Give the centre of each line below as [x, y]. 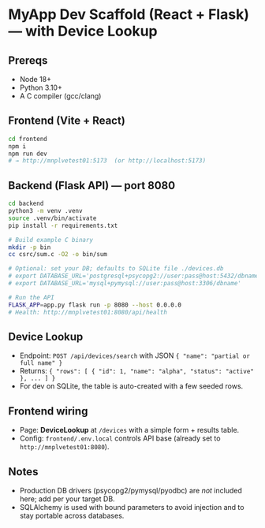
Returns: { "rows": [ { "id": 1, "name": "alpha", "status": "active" [136, 371]
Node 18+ [35, 79]
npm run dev [28, 154]
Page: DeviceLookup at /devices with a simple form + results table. [129, 430]
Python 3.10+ [41, 87]
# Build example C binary [50, 240]
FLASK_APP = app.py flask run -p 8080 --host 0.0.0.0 [95, 305]
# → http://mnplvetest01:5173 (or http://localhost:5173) [107, 161]
